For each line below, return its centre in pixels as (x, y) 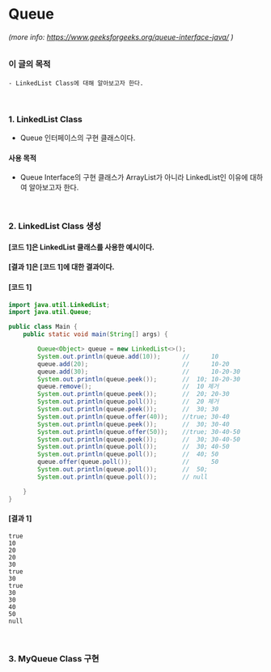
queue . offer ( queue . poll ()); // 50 (128, 462)
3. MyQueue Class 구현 (54, 658)
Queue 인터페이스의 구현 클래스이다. (78, 138)
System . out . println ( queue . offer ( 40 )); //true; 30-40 (133, 417)
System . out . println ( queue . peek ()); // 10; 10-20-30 (139, 379)
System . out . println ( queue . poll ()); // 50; (123, 470)
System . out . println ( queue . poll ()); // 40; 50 (128, 454)
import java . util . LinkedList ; (59, 304)
